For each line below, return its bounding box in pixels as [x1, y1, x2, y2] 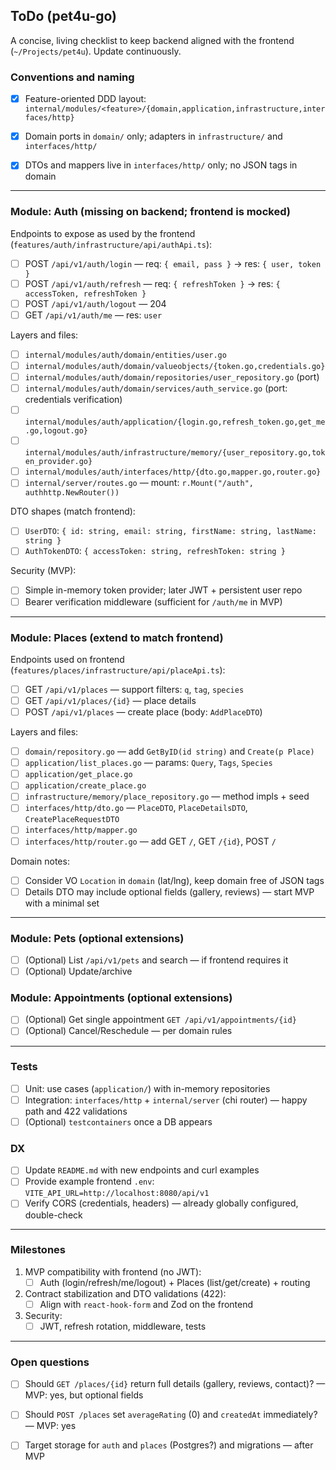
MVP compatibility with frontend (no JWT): [24, 1265, 202, 1278]
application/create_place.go [24, 781, 147, 791]
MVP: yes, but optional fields [24, 1389, 144, 1401]
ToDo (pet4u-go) [10, 8, 117, 25]
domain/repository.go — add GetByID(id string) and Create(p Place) [24, 745, 315, 758]
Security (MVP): [10, 565, 77, 577]
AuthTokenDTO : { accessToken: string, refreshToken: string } [24, 545, 286, 557]
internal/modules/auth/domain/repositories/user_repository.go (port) [24, 370, 320, 383]
